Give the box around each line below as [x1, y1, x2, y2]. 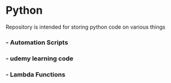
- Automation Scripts [5, 38, 69, 47]
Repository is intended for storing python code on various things [5, 23, 166, 30]
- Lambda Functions [5, 70, 66, 78]
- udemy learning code [5, 54, 73, 63]
